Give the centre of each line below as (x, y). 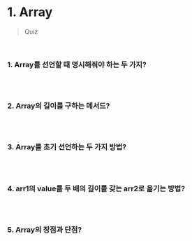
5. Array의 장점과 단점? (45, 230)
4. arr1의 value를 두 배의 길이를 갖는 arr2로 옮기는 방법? (96, 188)
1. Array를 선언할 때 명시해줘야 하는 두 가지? (77, 64)
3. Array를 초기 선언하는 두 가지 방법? (67, 147)
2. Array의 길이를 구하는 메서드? (59, 106)
